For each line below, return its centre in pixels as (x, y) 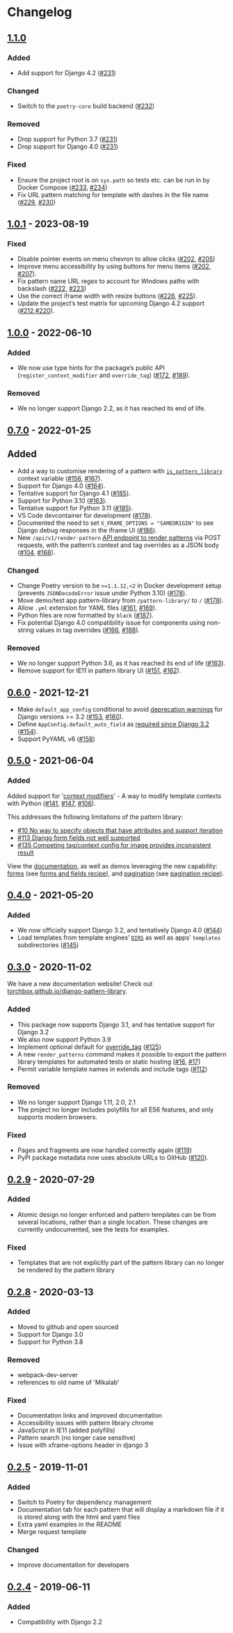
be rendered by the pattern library (66, 1270)
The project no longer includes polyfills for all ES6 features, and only (115, 1110)
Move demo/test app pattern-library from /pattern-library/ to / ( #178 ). (120, 600)
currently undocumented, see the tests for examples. (93, 1229)
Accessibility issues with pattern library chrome (86, 1423)
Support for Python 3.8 (50, 1342)
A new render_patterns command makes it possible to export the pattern (122, 1054)
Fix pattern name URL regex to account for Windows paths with (108, 281)
